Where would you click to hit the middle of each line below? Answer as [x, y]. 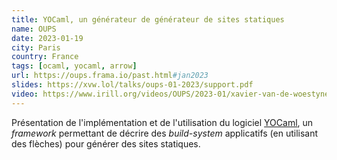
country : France [45, 57]
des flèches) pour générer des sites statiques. [106, 143]
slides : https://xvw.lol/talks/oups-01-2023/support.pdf [132, 85]
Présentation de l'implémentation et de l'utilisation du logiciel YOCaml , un [162, 122]
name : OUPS [34, 29]
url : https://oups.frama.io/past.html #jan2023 [110, 76]
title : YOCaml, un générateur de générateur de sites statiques [148, 19]
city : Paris [36, 47]
